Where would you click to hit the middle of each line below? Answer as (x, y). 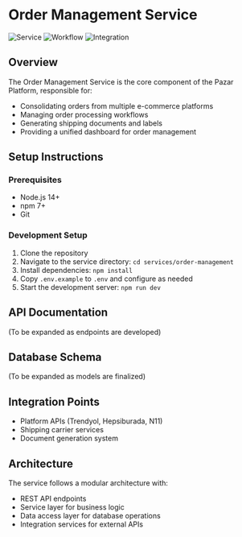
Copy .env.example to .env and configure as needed (106, 279)
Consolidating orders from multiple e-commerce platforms (117, 105)
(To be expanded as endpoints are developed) (85, 332)
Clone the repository (54, 253)
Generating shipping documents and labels (91, 123)
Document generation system (69, 438)
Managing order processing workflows (84, 114)
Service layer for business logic (72, 507)
